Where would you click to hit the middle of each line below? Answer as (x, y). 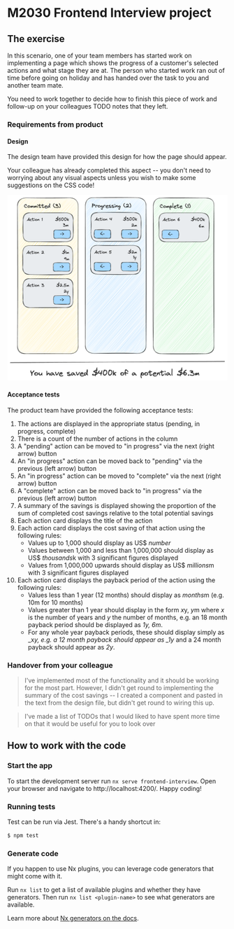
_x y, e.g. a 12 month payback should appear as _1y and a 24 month (124, 640)
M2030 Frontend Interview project (109, 13)
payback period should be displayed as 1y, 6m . (95, 624)
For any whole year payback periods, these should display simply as (126, 632)
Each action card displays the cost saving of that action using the (111, 528)
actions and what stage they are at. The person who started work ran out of (116, 70)
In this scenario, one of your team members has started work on (100, 55)
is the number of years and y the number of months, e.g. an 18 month (127, 617)
